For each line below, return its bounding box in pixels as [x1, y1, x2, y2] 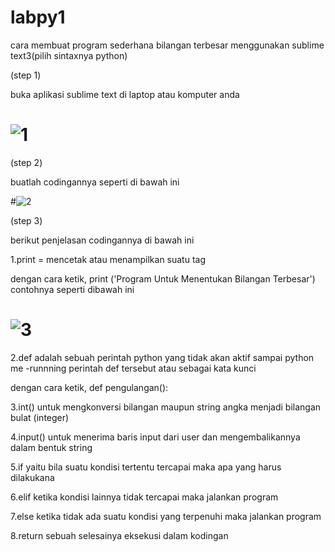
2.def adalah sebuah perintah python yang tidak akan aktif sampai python [10, 351, 315, 363]
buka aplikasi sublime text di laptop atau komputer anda [10, 88, 240, 100]
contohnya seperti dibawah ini [10, 283, 135, 295]
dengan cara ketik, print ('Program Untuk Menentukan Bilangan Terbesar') [10, 272, 316, 285]
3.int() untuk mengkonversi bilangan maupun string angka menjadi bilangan [10, 401, 322, 413]
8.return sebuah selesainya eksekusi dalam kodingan [10, 529, 229, 541]
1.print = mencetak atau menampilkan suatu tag [10, 253, 207, 265]
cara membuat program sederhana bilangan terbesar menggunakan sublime [10, 39, 325, 51]
